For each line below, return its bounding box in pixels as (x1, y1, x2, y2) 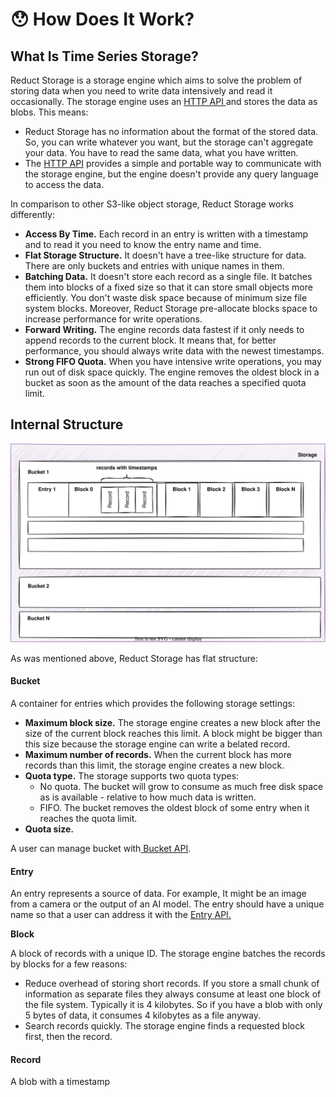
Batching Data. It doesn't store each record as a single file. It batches (24, 271, 313, 282)
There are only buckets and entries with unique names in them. (24, 260, 285, 272)
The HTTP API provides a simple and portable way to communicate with (24, 158, 322, 169)
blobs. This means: (10, 106, 89, 118)
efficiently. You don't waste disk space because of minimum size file (24, 292, 308, 303)
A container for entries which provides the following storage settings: (10, 697, 295, 709)
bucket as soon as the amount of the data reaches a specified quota (24, 377, 307, 388)
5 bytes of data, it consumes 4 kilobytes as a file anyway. (24, 1009, 262, 1022)
